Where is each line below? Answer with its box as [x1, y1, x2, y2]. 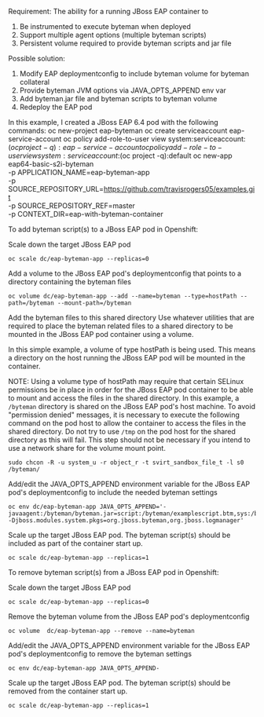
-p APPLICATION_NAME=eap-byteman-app [8, 168, 151, 177]
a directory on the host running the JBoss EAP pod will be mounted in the [8, 353, 246, 362]
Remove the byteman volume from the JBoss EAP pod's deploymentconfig [8, 612, 250, 621]
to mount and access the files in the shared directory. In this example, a [8, 393, 240, 403]
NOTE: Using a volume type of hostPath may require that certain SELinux [8, 377, 244, 386]
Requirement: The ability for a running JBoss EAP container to [8, 7, 209, 16]
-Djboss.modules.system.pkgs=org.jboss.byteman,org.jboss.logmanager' [8, 517, 244, 525]
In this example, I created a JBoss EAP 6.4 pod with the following [8, 118, 218, 126]
